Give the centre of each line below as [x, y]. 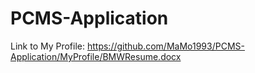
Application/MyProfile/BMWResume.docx [96, 56]
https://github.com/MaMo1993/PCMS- [165, 46]
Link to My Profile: [48, 46]
